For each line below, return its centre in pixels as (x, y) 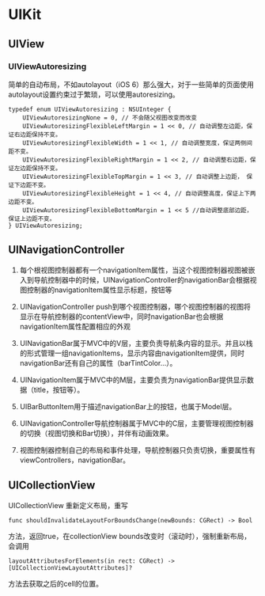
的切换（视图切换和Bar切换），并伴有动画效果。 (97, 433)
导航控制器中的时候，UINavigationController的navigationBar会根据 (142, 279)
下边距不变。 (32, 185)
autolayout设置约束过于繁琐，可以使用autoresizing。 (94, 94)
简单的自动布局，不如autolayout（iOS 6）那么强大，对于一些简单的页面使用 (131, 84)
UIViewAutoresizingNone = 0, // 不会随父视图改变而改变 (110, 118)
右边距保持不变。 (38, 135)
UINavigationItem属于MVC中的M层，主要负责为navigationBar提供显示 (133, 380)
